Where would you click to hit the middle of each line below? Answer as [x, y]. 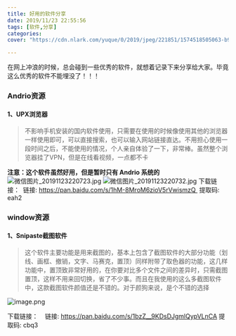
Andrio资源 [26, 96]
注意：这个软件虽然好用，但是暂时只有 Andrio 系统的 [84, 173]
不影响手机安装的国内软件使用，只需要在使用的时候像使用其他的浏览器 [126, 131]
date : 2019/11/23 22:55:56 [47, 20]
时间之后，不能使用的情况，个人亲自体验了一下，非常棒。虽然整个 [126, 149]
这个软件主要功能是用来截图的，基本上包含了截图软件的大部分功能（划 [126, 253]
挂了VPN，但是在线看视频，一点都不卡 [93, 157]
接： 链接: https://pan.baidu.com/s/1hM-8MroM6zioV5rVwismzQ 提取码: [113, 190]
